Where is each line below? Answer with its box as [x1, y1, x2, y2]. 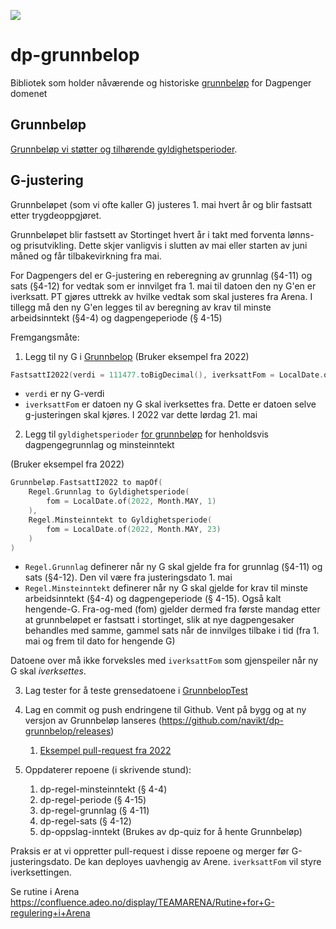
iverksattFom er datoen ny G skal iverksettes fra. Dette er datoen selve [24, 398, 317, 410]
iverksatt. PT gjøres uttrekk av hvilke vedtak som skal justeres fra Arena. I [10, 290, 313, 302]
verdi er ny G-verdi [24, 388, 105, 400]
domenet [10, 87, 48, 99]
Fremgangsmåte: [10, 331, 80, 343]
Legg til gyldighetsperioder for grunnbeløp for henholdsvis [24, 428, 269, 440]
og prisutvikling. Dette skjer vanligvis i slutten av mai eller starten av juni [10, 239, 308, 251]
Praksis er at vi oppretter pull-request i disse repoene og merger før [10, 845, 290, 857]
